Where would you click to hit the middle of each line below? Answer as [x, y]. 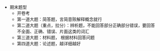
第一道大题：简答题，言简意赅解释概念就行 [59, 19]
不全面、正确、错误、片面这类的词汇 [53, 31]
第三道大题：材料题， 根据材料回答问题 [56, 37]
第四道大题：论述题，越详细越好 [49, 43]
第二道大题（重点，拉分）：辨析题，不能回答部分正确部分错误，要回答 [86, 25]
